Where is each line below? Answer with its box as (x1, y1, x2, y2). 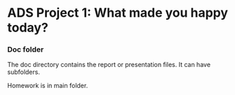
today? (7, 20, 49, 36)
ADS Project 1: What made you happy (7, 5, 229, 21)
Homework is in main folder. (7, 82, 88, 90)
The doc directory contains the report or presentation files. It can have (7, 61, 211, 69)
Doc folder (7, 45, 44, 54)
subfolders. (7, 68, 41, 76)
